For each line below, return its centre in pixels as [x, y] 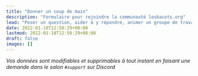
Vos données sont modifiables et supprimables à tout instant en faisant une [98, 61]
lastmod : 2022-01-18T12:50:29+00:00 [51, 33]
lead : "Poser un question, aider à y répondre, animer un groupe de [92, 22]
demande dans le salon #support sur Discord [61, 67]
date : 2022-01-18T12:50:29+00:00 [47, 28]
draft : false [22, 39]
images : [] [19, 44]
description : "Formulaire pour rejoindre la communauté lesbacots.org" [96, 17]
